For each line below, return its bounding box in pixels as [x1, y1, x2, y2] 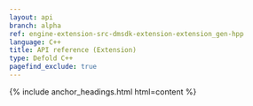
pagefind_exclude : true [9, 63, 98, 72]
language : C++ [9, 37, 62, 47]
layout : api [9, 12, 53, 22]
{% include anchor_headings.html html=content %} [9, 86, 197, 97]
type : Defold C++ [9, 54, 74, 63]
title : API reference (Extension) [9, 46, 138, 55]
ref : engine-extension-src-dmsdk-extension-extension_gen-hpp [9, 29, 244, 38]
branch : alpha [9, 21, 62, 30]
